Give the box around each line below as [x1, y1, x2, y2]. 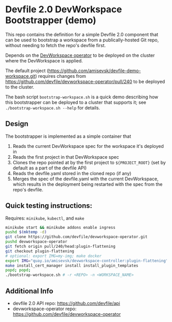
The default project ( [5, 68, 49, 74]
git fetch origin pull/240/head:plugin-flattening [5, 244, 116, 249]
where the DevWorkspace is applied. [5, 57, 83, 63]
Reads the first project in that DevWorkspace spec [12, 154, 119, 160]
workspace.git [5, 73, 36, 79]
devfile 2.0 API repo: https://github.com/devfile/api [12, 300, 120, 306]
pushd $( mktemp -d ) [5, 229, 47, 235]
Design [5, 119, 29, 128]
